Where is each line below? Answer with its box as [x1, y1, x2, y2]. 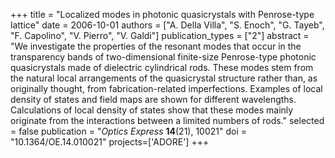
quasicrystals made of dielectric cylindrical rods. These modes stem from [10, 62, 314, 73]
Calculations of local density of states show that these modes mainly [10, 104, 294, 116]
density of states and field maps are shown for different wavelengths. [10, 94, 297, 105]
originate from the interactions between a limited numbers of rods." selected [10, 115, 325, 126]
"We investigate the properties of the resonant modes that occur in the [10, 40, 302, 52]
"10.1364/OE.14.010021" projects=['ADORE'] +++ [10, 136, 210, 148]
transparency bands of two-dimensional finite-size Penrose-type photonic [10, 51, 317, 63]
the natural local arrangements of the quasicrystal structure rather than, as [10, 72, 318, 84]
